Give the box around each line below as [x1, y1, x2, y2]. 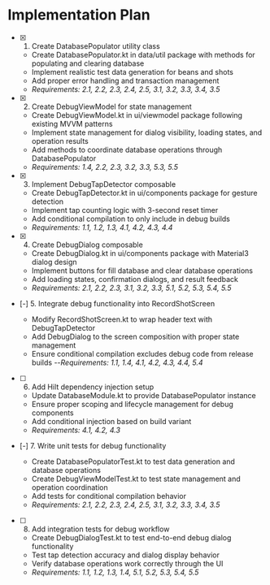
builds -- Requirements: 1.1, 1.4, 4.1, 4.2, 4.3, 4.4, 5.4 [31, 357, 203, 367]
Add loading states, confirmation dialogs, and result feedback [31, 274, 239, 284]
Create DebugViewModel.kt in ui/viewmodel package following [31, 110, 243, 119]
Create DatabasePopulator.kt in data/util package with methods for [31, 50, 255, 59]
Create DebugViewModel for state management [31, 102, 192, 111]
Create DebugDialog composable [31, 240, 143, 249]
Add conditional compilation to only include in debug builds [31, 214, 231, 223]
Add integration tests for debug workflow [31, 524, 170, 534]
